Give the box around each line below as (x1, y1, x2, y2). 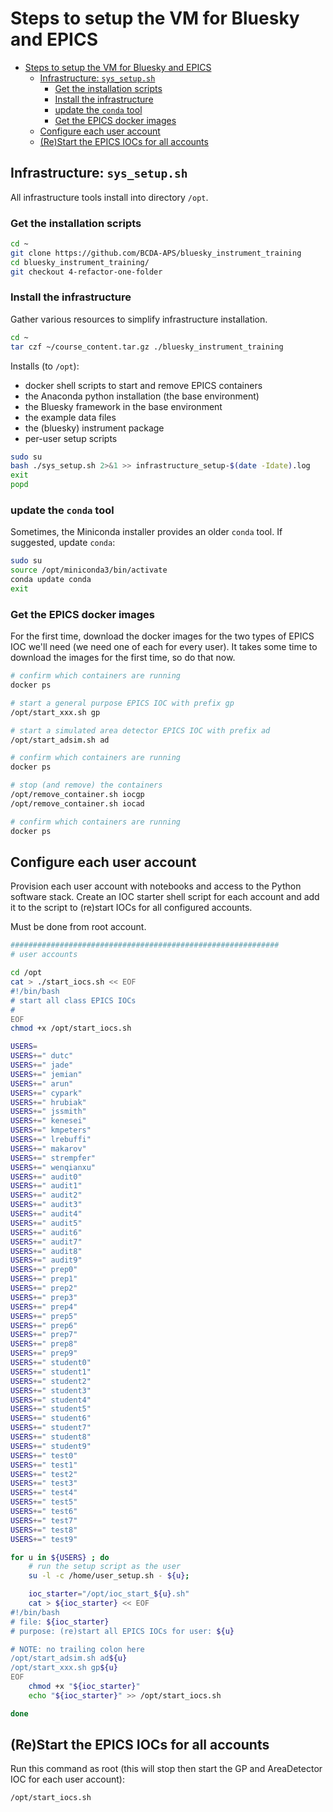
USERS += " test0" (10, 1450, 78, 1461)
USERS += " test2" (10, 1469, 78, 1479)
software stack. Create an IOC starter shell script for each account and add (10, 891, 320, 903)
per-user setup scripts (24, 432, 118, 444)
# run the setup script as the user (28, 1562, 182, 1572)
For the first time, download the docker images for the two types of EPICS (10, 630, 315, 642)
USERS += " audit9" (10, 1255, 83, 1266)
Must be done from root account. (10, 921, 147, 933)
